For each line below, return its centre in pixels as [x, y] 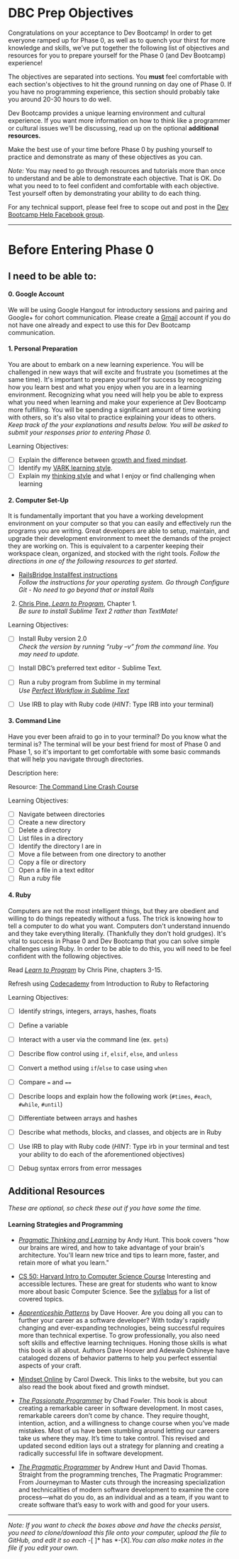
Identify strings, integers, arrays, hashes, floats [87, 1011]
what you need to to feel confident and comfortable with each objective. [113, 185]
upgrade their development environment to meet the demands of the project [119, 539]
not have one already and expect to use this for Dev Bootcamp [99, 325]
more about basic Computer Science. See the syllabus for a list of [114, 1291]
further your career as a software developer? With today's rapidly [114, 1321]
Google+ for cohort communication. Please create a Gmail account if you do [119, 317]
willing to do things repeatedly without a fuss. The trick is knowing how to [116, 918]
